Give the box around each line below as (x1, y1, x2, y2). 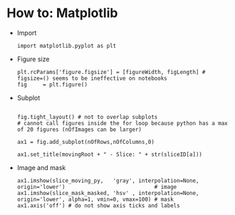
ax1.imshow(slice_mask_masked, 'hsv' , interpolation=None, (16, 189, 199, 196)
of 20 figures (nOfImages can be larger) (16, 126, 142, 133)
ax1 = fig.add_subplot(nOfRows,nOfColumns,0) (16, 138, 155, 145)
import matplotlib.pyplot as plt (16, 42, 117, 49)
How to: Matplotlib (6, 5, 118, 21)
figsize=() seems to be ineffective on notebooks (16, 75, 168, 82)
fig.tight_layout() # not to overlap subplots (16, 113, 158, 120)
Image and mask (16, 163, 66, 172)
